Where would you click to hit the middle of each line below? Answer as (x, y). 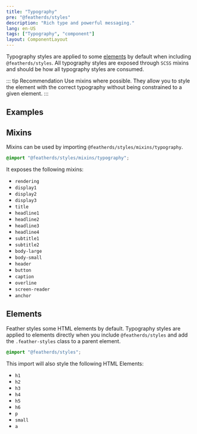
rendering (27, 182)
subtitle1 (27, 239)
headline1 (27, 213)
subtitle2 (27, 245)
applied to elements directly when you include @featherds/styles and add (97, 335)
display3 (26, 201)
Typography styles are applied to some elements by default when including (99, 56)
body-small (28, 258)
